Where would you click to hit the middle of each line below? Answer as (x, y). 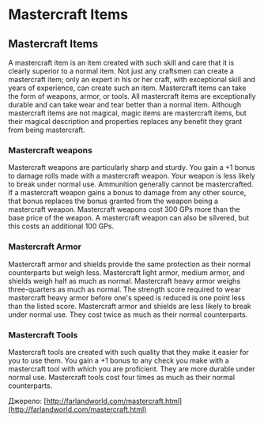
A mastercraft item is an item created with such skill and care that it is (121, 62)
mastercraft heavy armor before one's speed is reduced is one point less (127, 297)
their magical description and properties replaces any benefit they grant (125, 121)
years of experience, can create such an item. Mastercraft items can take (127, 88)
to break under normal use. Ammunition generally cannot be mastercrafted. (131, 184)
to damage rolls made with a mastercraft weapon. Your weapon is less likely (132, 176)
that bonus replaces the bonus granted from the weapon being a (113, 201)
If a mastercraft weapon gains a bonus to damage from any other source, (127, 193)
